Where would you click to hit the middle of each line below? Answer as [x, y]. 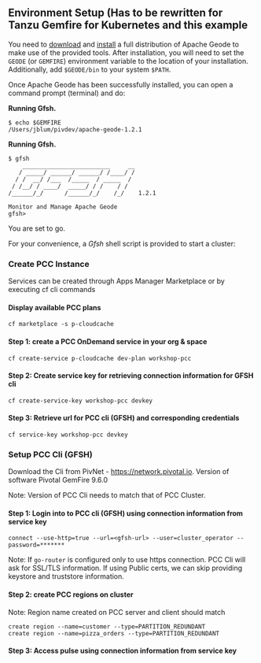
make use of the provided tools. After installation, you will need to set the [126, 52]
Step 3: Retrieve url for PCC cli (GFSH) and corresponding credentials [124, 418]
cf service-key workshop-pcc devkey [68, 435]
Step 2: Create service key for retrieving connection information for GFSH [131, 376]
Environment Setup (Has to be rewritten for [116, 13]
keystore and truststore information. [66, 576]
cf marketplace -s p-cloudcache [61, 324]
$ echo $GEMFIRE [35, 122]
